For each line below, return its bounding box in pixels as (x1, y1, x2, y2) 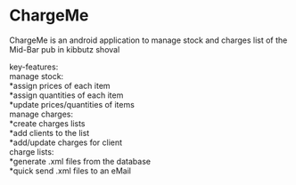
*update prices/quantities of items (9, 99, 136, 109)
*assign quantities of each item (9, 90, 124, 101)
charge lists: (9, 146, 54, 157)
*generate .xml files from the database (9, 156, 152, 166)
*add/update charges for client (9, 137, 123, 148)
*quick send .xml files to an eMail (9, 165, 132, 176)
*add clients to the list (9, 127, 90, 138)
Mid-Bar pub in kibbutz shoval (9, 44, 120, 54)
